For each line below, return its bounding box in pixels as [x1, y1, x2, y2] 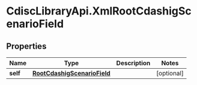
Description [116, 59, 151, 67]
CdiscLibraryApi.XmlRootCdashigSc [6, 4, 192, 18]
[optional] [156, 69, 184, 77]
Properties [6, 41, 47, 51]
